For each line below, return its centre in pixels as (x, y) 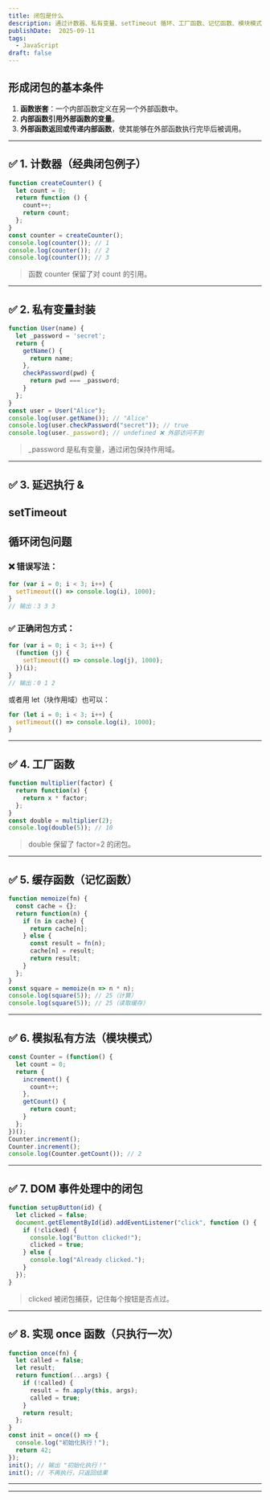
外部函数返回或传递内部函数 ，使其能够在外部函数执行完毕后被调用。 (133, 129)
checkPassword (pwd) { (59, 373)
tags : (17, 38)
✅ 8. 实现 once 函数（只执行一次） (94, 1334)
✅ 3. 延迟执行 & (46, 484)
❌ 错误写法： (33, 567)
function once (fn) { (43, 1353)
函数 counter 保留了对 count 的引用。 (89, 274)
